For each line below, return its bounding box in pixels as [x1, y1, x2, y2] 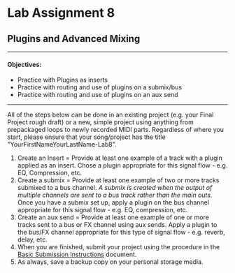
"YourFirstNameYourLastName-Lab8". [7, 140, 117, 149]
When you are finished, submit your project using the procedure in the [17, 243, 220, 251]
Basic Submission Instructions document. [17, 250, 137, 259]
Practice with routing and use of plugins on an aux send [17, 91, 178, 99]
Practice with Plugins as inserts [17, 75, 108, 84]
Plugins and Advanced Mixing [7, 33, 141, 45]
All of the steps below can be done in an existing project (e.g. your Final [7, 110, 214, 119]
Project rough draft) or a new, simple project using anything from [7, 118, 194, 126]
